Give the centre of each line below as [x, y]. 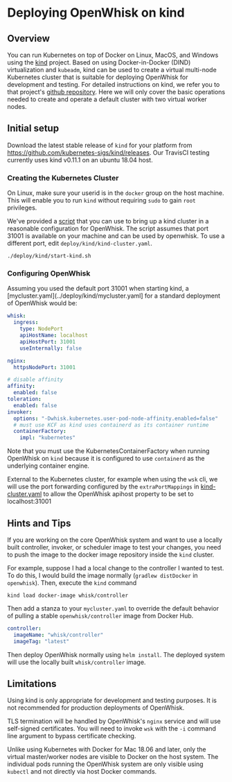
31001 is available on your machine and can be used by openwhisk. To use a [116, 236]
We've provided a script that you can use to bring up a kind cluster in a [108, 221]
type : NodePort [42, 329]
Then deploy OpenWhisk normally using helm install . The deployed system [116, 654]
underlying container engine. [48, 466]
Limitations [32, 684]
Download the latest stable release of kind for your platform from [100, 145]
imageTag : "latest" [42, 641]
